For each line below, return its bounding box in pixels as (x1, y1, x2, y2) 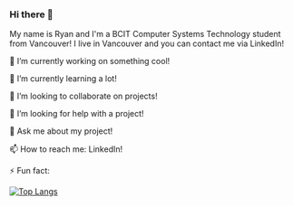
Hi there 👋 (9, 8, 54, 21)
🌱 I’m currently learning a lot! (9, 73, 118, 84)
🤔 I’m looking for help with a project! (9, 108, 144, 119)
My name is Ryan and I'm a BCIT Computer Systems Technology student (9, 29, 281, 40)
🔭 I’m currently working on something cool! (9, 56, 171, 67)
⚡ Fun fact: (9, 165, 50, 176)
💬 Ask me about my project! (9, 126, 113, 136)
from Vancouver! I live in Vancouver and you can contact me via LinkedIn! (9, 38, 284, 49)
